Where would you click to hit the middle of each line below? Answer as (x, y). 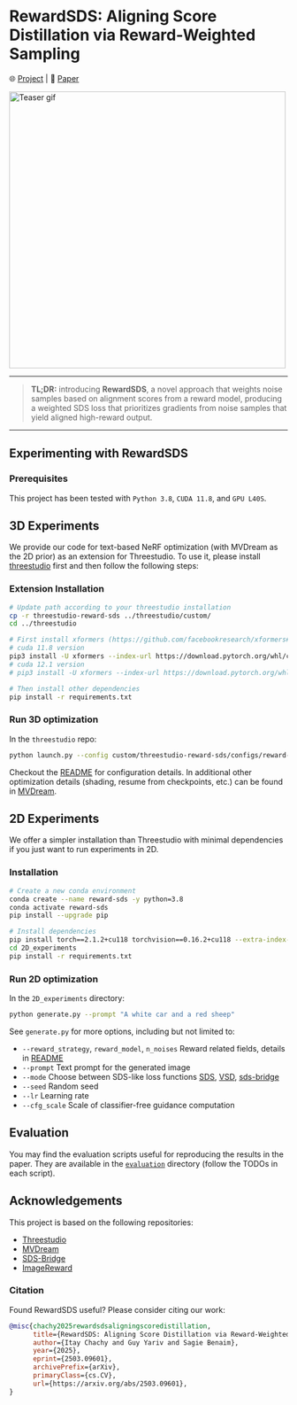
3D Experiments (54, 526)
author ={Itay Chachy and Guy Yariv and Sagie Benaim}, (136, 1343)
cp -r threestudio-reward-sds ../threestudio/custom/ (110, 616)
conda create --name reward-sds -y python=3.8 (96, 899)
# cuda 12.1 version (47, 664)
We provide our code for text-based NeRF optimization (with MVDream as (144, 547)
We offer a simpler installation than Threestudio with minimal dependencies (146, 840)
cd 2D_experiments (43, 948)
